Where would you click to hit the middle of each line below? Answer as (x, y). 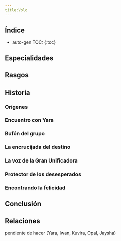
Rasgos (17, 75)
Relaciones (23, 221)
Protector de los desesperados (43, 174)
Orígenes (17, 107)
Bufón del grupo (25, 134)
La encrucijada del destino (38, 147)
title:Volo (16, 10)
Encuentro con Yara (29, 120)
